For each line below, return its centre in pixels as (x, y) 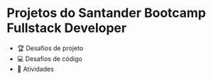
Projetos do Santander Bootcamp (106, 13)
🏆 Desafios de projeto (50, 48)
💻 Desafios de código (49, 59)
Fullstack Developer (67, 28)
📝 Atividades (35, 69)
